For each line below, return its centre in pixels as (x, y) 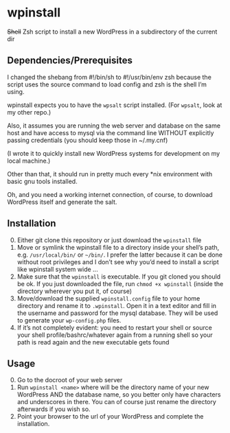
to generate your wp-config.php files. (69, 320)
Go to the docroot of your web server (70, 380)
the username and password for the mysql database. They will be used (117, 313)
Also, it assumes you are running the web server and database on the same (114, 126)
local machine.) (29, 161)
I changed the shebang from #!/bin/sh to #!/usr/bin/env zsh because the (109, 77)
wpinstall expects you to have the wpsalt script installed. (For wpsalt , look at (115, 105)
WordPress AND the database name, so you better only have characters (119, 395)
